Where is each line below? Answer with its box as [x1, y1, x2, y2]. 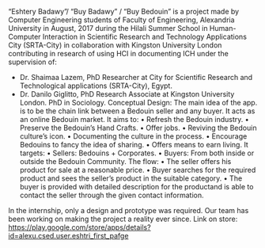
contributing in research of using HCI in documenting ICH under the [8, 49, 229, 58]
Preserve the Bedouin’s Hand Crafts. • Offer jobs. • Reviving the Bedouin [19, 123, 257, 132]
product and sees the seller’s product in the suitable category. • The [19, 174, 243, 183]
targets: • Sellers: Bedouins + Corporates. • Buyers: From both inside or [19, 148, 255, 158]
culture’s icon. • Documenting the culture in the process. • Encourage [19, 132, 248, 141]
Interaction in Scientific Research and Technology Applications [42, 32, 248, 41]
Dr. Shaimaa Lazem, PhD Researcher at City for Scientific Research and [19, 73, 253, 82]
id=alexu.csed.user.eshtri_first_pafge [8, 231, 129, 240]
